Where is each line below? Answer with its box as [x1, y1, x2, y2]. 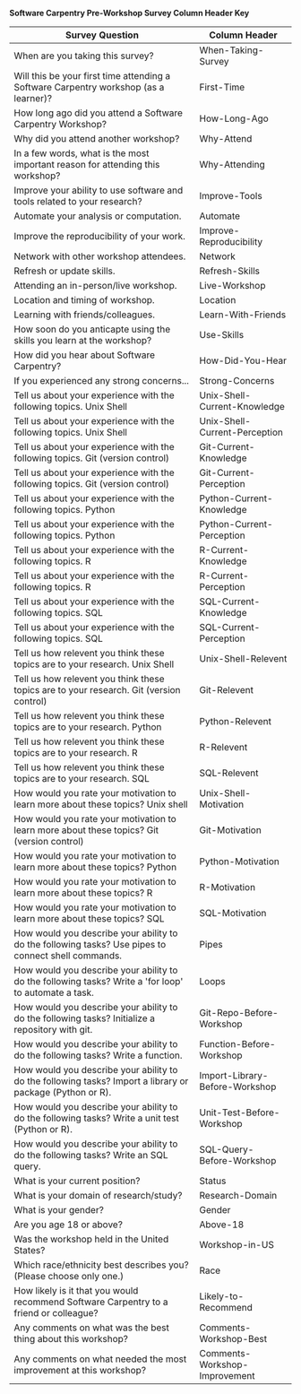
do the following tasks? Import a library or [13, 1075, 189, 1087]
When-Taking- [199, 44, 264, 56]
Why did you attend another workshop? [13, 133, 180, 144]
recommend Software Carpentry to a [13, 1295, 168, 1308]
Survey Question [65, 29, 139, 41]
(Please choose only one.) [13, 1270, 124, 1282]
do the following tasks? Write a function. [13, 1049, 183, 1061]
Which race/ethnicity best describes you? [13, 1259, 190, 1271]
